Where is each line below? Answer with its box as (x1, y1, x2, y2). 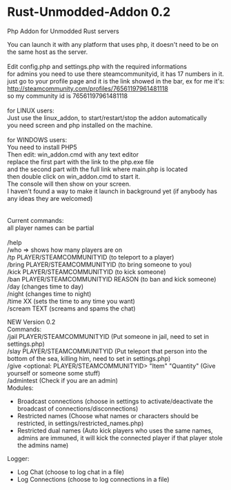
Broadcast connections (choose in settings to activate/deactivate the (17, 397, 214, 405)
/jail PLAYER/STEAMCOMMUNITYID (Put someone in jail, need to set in (7, 332, 209, 340)
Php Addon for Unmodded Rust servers (7, 27, 119, 35)
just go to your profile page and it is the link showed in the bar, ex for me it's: (7, 77, 225, 85)
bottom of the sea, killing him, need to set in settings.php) (7, 354, 171, 362)
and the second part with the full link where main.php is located (7, 165, 188, 173)
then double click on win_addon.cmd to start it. (7, 172, 141, 180)
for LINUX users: (7, 106, 55, 115)
